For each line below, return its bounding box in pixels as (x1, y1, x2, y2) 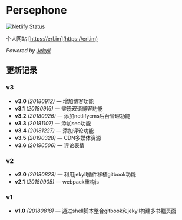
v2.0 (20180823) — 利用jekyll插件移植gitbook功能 (14, 171, 137, 178)
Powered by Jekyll (6, 46, 51, 54)
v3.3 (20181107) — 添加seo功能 (14, 119, 91, 126)
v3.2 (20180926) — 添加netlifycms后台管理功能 (14, 112, 131, 119)
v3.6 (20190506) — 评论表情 (14, 142, 85, 149)
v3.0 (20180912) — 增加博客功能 (14, 98, 94, 105)
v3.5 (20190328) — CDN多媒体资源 (14, 134, 101, 141)
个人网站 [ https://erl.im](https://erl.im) (6, 35, 98, 42)
